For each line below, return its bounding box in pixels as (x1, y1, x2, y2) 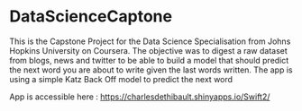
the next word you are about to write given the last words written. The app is (9, 64, 293, 75)
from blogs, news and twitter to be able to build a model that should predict (9, 55, 289, 65)
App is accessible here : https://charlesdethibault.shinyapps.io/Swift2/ (9, 91, 270, 102)
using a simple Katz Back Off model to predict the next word (9, 73, 233, 84)
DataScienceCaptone (9, 6, 173, 27)
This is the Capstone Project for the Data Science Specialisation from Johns (9, 36, 291, 47)
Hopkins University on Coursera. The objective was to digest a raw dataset (9, 45, 288, 55)
